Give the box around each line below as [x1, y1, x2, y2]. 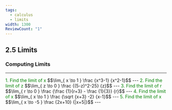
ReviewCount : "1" [5, 27, 42, 32]
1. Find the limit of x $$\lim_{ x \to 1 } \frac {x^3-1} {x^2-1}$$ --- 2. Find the [5, 77, 163, 83]
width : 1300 [5, 21, 31, 27]
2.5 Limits [5, 46, 37, 54]
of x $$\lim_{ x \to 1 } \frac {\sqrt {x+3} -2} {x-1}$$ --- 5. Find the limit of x [5, 93, 162, 100]
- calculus [10, 12, 33, 17]
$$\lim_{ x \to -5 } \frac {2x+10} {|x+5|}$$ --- [5, 99, 101, 105]
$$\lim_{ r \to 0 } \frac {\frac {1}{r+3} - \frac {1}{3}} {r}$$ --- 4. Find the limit [5, 88, 166, 94]
